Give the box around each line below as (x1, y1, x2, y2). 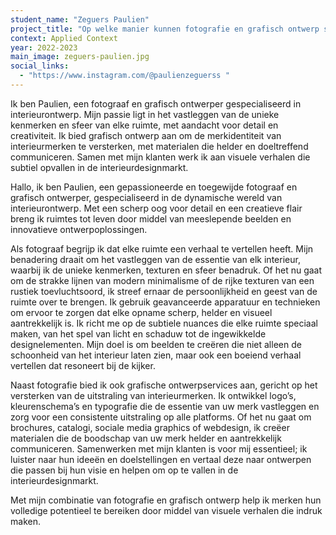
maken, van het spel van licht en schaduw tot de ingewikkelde (10, 327, 267, 340)
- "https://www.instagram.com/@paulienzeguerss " (19, 71, 230, 81)
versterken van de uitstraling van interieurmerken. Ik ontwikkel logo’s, (10, 389, 297, 401)
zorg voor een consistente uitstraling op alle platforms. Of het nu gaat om (10, 411, 312, 423)
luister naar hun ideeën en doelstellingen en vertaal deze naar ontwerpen (10, 453, 312, 465)
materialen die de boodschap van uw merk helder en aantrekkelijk (10, 432, 282, 444)
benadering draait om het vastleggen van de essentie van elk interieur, (10, 253, 301, 265)
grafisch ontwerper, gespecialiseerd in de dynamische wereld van (10, 191, 283, 203)
